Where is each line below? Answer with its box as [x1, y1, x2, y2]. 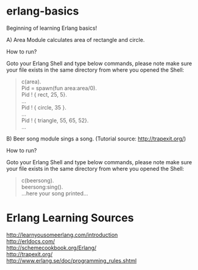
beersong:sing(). [21, 183, 63, 190]
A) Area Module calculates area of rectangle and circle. [6, 36, 145, 43]
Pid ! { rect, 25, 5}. [21, 91, 68, 98]
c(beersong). [21, 176, 54, 184]
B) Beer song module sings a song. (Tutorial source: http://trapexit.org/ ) [6, 135, 186, 142]
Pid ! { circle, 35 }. [21, 103, 67, 111]
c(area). [21, 78, 41, 85]
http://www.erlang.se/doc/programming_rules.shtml [6, 257, 137, 264]
